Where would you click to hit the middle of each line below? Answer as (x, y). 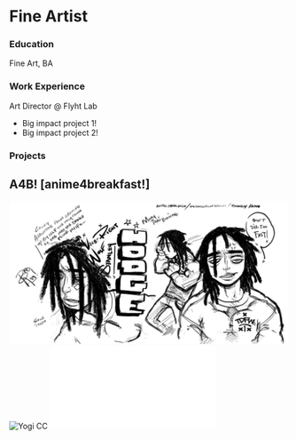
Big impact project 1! (59, 123)
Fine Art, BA (31, 63)
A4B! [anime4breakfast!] (80, 184)
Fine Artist (49, 16)
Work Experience (47, 86)
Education (32, 44)
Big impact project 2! (60, 132)
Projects (27, 156)
